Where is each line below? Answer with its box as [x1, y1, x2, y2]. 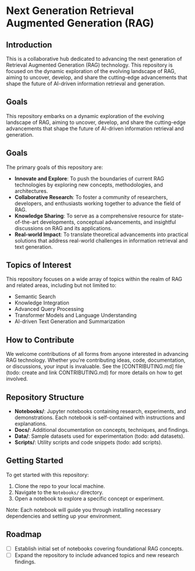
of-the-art [14, 218, 39, 226]
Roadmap [6, 530, 42, 539]
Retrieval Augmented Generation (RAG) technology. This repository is [6, 61, 173, 68]
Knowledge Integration [14, 299, 69, 306]
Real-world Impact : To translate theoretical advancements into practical [14, 231, 189, 238]
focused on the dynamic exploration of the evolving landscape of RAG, [6, 68, 176, 74]
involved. [6, 375, 28, 382]
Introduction [6, 40, 53, 50]
